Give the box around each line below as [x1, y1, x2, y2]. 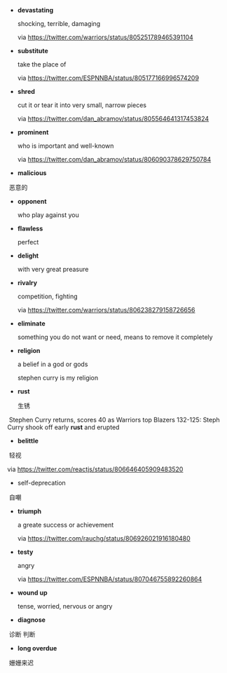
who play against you [17, 211, 79, 219]
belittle [17, 437, 39, 445]
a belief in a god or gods [17, 360, 88, 368]
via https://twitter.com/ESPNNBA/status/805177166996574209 [17, 74, 200, 82]
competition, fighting [17, 292, 78, 300]
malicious [17, 169, 47, 177]
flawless [17, 224, 43, 233]
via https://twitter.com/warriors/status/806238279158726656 [17, 306, 195, 314]
